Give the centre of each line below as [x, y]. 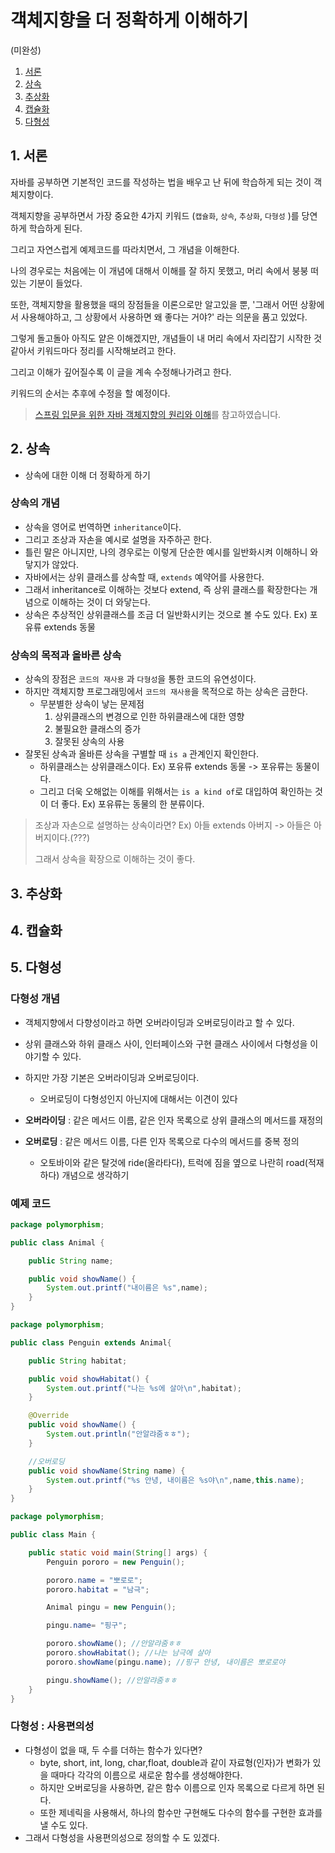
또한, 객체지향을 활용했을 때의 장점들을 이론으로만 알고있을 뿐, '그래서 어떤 [154, 304]
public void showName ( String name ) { [107, 1471]
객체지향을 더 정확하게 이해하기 [129, 20]
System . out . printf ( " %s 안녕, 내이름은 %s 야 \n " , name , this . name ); [175, 1480]
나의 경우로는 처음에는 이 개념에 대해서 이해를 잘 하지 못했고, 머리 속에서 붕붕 [159, 270]
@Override [49, 1416]
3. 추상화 [36, 893]
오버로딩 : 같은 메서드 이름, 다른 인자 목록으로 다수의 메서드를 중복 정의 [162, 1141]
